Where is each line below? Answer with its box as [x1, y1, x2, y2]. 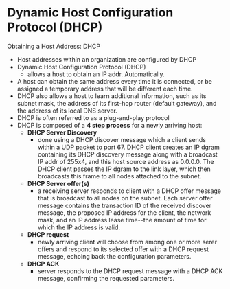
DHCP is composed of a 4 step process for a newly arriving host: [16, 121, 203, 129]
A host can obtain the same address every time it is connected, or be [16, 77, 213, 85]
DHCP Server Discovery [27, 128, 97, 137]
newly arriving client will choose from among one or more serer [37, 238, 218, 246]
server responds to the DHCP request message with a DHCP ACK [37, 266, 223, 275]
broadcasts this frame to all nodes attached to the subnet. [37, 172, 202, 180]
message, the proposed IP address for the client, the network [37, 208, 211, 217]
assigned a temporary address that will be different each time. [16, 84, 194, 93]
